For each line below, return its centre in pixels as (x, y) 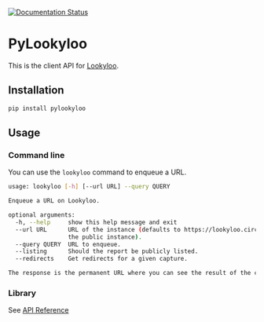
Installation (36, 90)
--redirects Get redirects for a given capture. (102, 259)
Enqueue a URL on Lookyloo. (54, 201)
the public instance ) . (105, 237)
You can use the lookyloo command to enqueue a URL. (97, 172)
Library (22, 293)
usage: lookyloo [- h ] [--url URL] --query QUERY (89, 187)
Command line (37, 155)
